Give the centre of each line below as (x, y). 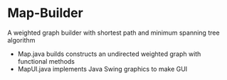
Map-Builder (45, 13)
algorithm (21, 40)
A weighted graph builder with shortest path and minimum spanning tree (114, 33)
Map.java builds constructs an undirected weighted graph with (109, 54)
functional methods (46, 61)
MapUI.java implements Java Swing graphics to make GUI (102, 69)
